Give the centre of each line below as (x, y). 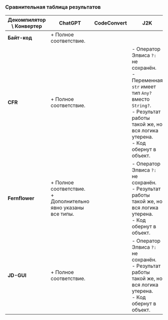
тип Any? (142, 93)
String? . (141, 105)
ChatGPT (70, 23)
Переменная (147, 80)
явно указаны (67, 208)
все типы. (62, 214)
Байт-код (20, 38)
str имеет (144, 87)
